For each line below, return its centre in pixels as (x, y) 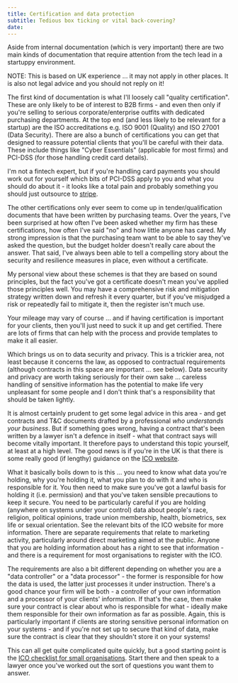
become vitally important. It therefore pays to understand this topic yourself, (119, 443)
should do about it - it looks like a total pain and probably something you (113, 187)
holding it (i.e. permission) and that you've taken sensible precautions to (113, 495)
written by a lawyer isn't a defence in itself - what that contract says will (112, 436)
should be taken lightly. (41, 400)
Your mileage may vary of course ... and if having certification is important (115, 318)
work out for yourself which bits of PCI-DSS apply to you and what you (111, 179)
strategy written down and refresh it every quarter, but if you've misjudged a (119, 297)
